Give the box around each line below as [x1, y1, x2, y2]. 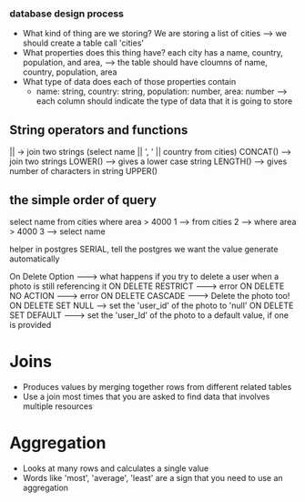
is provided [9, 319, 52, 330]
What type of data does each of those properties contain [22, 77, 237, 87]
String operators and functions [9, 122, 188, 138]
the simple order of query [9, 192, 158, 208]
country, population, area [22, 67, 117, 77]
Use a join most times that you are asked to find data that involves [22, 391, 270, 402]
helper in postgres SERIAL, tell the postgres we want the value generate [9, 243, 279, 254]
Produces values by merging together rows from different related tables [22, 381, 292, 392]
